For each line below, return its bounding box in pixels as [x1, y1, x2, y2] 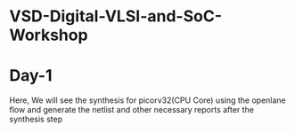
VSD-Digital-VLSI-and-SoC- [9, 6, 223, 27]
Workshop [9, 25, 88, 45]
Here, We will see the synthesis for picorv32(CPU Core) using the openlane [9, 95, 287, 106]
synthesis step [9, 113, 63, 125]
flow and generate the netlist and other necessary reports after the [9, 105, 254, 115]
